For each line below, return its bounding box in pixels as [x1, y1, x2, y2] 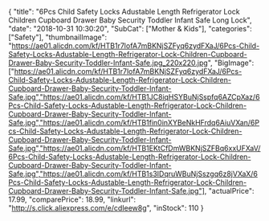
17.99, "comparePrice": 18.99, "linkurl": [8, 194, 137, 204]
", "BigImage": [207, 58, 255, 68]
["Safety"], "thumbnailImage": [8, 32, 108, 42]
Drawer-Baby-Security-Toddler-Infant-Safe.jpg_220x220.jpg [8, 58, 209, 68]
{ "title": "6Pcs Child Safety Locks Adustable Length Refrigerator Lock [8, 7, 240, 16]
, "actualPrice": [204, 186, 255, 195]
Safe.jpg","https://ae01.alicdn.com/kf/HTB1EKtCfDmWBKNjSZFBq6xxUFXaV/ [8, 144, 261, 153]
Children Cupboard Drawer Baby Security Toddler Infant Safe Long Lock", [8, 15, 252, 25]
